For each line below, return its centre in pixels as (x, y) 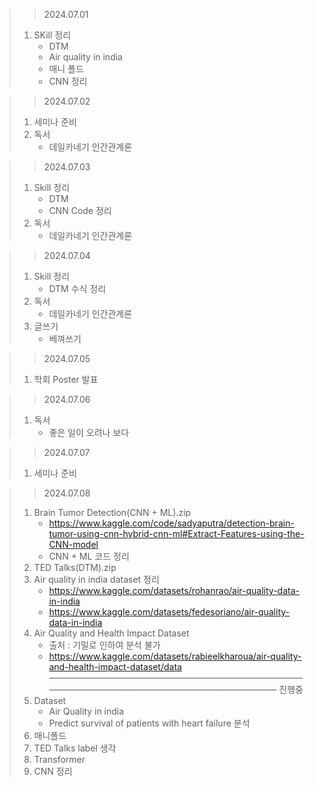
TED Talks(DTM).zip (75, 567)
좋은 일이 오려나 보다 (89, 432)
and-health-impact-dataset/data (115, 667)
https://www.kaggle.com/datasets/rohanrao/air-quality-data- (174, 590)
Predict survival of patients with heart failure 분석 (149, 723)
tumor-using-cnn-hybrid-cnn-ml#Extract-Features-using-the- (176, 533)
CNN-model (73, 544)
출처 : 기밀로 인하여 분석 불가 (104, 645)
